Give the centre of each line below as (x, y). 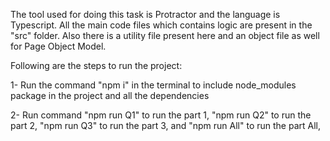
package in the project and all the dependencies (110, 95)
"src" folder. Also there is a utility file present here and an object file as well (165, 35)
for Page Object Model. (58, 46)
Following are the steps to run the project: (96, 65)
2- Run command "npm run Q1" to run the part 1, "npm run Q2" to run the (161, 115)
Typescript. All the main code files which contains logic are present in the (161, 25)
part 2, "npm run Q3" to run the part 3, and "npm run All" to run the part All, (166, 125)
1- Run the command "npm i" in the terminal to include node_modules (153, 85)
